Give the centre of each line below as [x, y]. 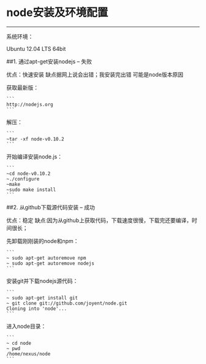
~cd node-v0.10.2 [29, 173]
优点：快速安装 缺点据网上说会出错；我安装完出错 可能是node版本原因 [95, 74]
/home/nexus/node [29, 354]
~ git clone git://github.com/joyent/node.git [67, 303]
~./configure [23, 179]
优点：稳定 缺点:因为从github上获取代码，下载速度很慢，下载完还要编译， [99, 220]
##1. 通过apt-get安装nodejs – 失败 [49, 61]
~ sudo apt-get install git [42, 298]
